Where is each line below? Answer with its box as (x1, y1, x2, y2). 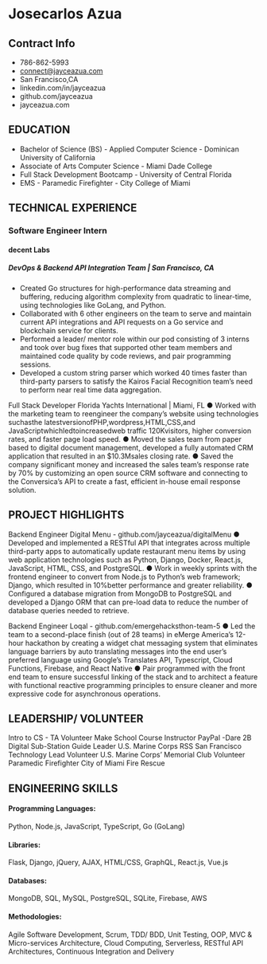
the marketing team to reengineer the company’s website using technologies (8, 408, 259, 419)
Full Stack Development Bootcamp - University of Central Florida (19, 169, 232, 179)
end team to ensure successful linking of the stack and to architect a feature (8, 671, 258, 682)
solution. (8, 485, 37, 494)
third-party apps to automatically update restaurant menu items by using (8, 546, 246, 556)
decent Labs (8, 245, 50, 254)
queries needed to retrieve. (41, 605, 130, 615)
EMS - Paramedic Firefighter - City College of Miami (19, 178, 191, 187)
